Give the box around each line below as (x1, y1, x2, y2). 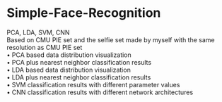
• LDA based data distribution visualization (6, 65, 132, 74)
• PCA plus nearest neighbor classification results (6, 58, 152, 66)
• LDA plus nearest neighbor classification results (6, 72, 151, 82)
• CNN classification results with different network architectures (6, 88, 194, 96)
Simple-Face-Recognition (6, 5, 161, 21)
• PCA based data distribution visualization (6, 51, 132, 59)
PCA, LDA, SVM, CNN (6, 28, 70, 37)
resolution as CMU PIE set (6, 43, 83, 51)
